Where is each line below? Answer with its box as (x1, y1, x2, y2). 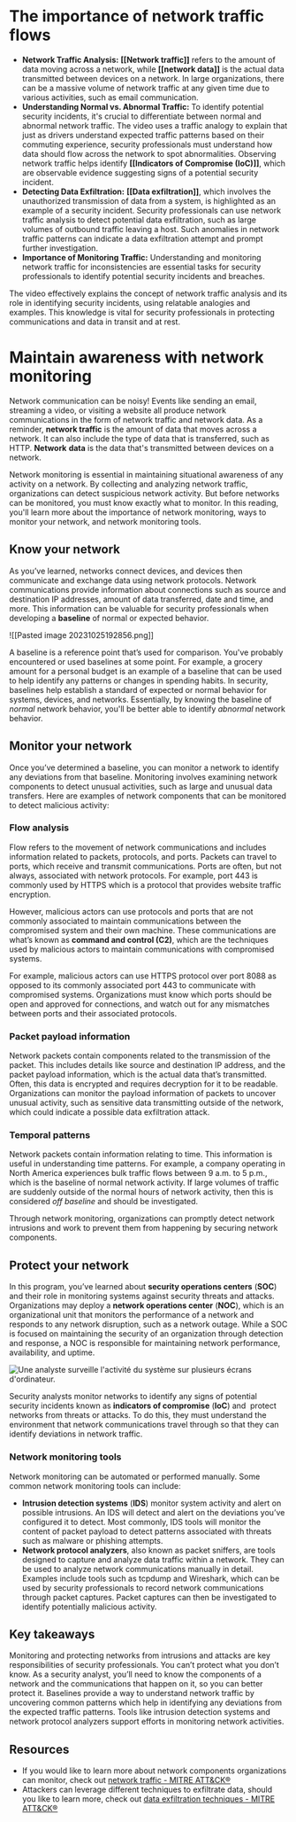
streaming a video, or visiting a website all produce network (9, 405, 227, 416)
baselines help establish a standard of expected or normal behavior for (9, 684, 268, 695)
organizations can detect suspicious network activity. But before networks (9, 487, 280, 498)
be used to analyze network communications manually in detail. (21, 1563, 254, 1574)
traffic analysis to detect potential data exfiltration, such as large (21, 214, 256, 225)
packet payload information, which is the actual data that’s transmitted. (9, 1070, 268, 1080)
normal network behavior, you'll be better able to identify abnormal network (9, 703, 285, 714)
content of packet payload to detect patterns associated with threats (21, 1526, 272, 1537)
